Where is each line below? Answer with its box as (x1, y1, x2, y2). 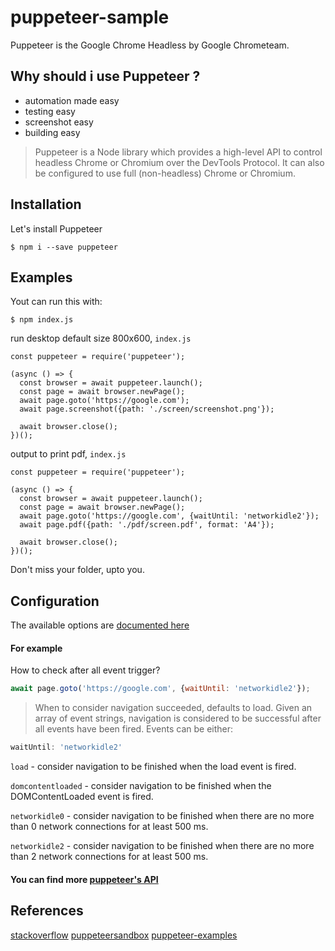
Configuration (10, 592, 100, 610)
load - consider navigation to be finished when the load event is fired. (10, 761, 297, 773)
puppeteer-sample (10, 6, 170, 29)
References (10, 902, 84, 920)
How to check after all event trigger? (10, 664, 161, 676)
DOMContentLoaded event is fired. (10, 791, 154, 803)
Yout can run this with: (10, 296, 103, 308)
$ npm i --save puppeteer (10, 242, 118, 252)
